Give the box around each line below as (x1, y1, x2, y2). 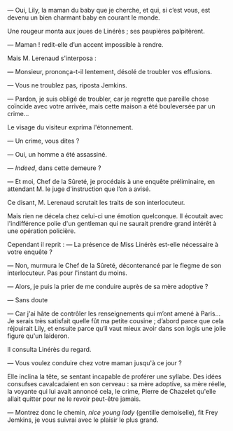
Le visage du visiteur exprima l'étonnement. (7, 123, 134, 132)
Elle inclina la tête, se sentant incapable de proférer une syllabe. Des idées (7, 372, 222, 381)
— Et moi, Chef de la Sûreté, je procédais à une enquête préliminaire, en (7, 178, 216, 185)
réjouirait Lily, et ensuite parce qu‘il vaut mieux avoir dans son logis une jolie (7, 325, 226, 332)
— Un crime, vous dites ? (7, 136, 80, 145)
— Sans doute (7, 296, 48, 304)
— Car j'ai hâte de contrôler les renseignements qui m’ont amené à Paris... (7, 309, 221, 318)
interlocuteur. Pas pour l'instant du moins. (7, 269, 128, 277)
